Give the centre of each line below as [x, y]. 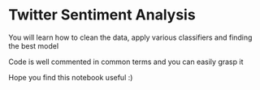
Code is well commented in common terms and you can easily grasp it [126, 62]
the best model [34, 45]
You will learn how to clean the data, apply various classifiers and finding [130, 37]
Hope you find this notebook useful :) [71, 77]
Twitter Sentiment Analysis [102, 15]
